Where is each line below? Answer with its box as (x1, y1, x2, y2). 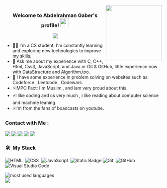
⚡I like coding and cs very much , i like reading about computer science (12, 93, 159, 98)
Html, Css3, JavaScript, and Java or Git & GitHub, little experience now (12, 64, 158, 70)
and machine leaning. (12, 99, 57, 106)
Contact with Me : (5, 119, 49, 126)
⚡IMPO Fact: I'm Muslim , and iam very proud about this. (12, 85, 128, 91)
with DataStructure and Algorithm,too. (12, 69, 90, 75)
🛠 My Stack (5, 144, 36, 151)
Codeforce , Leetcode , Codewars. (12, 80, 83, 86)
